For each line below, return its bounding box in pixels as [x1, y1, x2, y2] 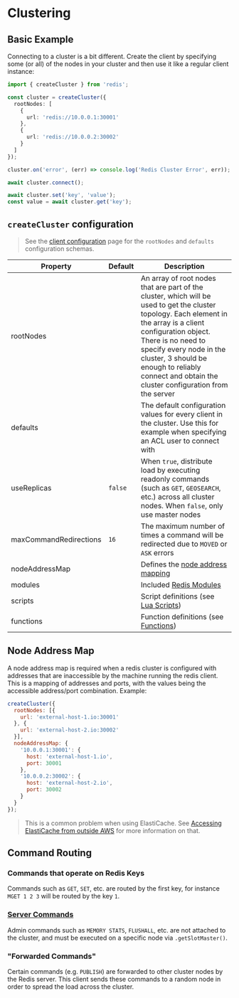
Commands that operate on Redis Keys [7, 868, 144, 878]
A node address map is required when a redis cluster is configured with [7, 663, 217, 672]
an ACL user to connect [141, 436, 220, 446]
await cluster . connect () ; [7, 179, 84, 186]
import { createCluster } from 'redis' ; [7, 81, 129, 88]
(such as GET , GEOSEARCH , [141, 483, 221, 493]
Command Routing [7, 847, 92, 859]
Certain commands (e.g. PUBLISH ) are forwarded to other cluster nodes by [7, 967, 223, 975]
